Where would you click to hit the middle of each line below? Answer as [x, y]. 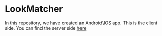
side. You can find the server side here [46, 28]
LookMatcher [34, 9]
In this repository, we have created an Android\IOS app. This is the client [81, 23]
